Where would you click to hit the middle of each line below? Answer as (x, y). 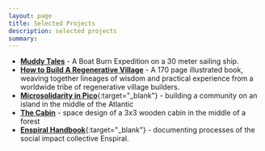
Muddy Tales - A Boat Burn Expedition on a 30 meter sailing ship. (129, 61)
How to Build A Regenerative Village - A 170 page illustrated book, (132, 70)
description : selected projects (63, 31)
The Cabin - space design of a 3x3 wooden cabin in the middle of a (133, 113)
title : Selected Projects (52, 23)
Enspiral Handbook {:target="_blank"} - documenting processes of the (138, 130)
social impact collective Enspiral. (74, 139)
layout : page (30, 16)
